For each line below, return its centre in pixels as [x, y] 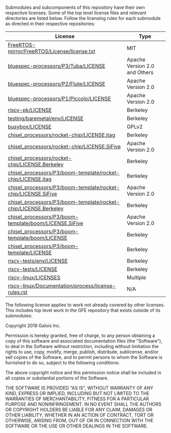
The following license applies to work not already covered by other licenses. [85, 305]
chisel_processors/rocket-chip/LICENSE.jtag [62, 135]
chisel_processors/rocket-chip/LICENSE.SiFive [64, 146]
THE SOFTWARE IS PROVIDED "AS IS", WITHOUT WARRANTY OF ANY [79, 388]
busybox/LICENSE [30, 127]
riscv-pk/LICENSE [30, 110]
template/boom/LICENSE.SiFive [46, 223]
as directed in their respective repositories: [50, 24]
